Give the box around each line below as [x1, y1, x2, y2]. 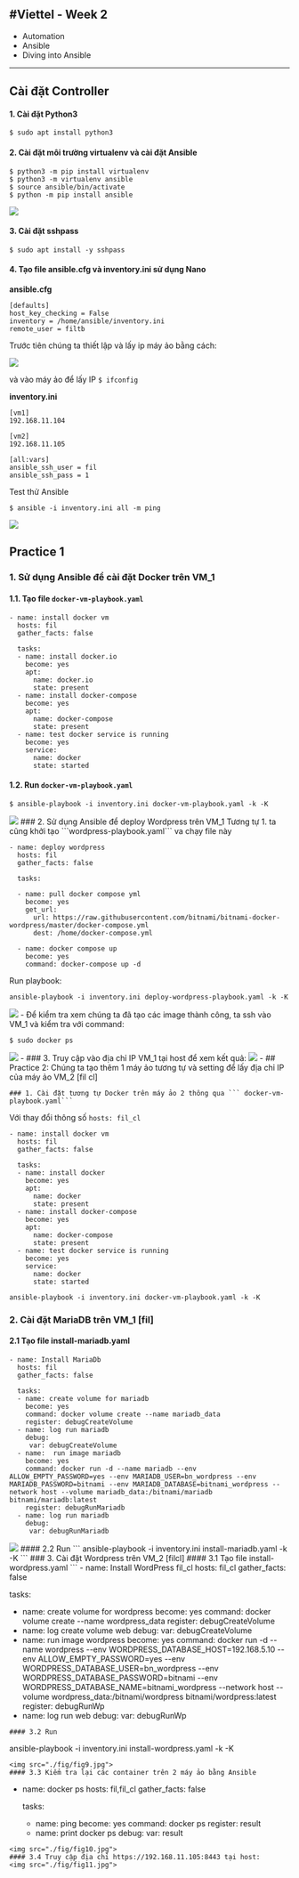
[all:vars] [9, 456, 50, 465]
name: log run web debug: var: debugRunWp [21, 1710, 187, 1720]
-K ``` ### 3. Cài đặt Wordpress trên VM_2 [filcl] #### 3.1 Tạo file [9, 1552, 247, 1563]
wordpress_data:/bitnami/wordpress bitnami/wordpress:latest [51, 1691, 278, 1702]
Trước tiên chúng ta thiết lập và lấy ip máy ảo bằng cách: [9, 340, 217, 351]
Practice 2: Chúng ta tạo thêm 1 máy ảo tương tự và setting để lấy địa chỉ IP [9, 1062, 285, 1073]
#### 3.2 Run [9, 1727, 58, 1736]
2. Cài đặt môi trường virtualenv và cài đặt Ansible [9, 147, 198, 158]
